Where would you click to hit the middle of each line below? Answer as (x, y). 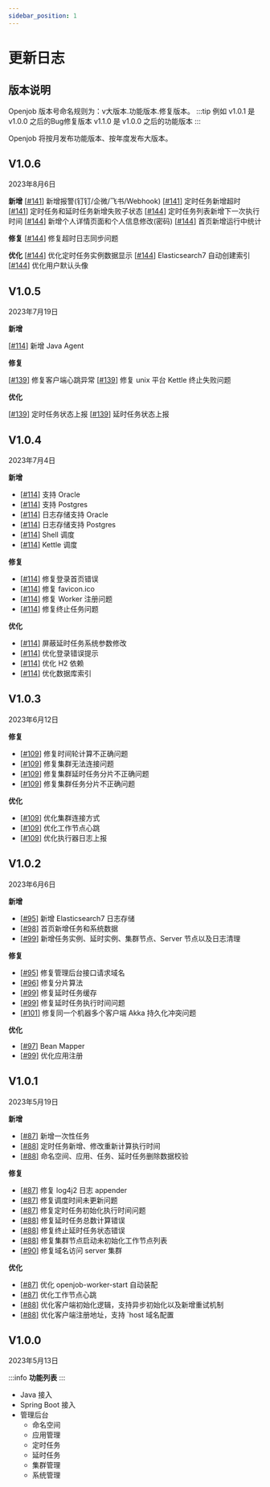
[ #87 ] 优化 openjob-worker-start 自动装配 (89, 1284)
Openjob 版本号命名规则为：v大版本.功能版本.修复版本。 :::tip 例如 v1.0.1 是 (132, 111)
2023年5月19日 (33, 1101)
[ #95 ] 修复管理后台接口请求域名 (72, 973)
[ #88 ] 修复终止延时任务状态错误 (73, 1230)
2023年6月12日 (33, 719)
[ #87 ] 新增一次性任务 (55, 1136)
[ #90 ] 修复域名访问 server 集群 (71, 1250)
